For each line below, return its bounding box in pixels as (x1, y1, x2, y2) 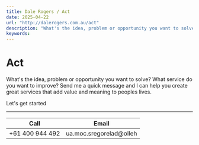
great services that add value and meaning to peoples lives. (6, 88, 152, 95)
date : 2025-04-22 (6, 14, 49, 20)
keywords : (6, 31, 31, 37)
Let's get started (6, 100, 47, 107)
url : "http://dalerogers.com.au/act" (6, 20, 99, 25)
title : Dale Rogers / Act (6, 8, 70, 15)
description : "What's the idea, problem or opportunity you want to (6, 25, 179, 31)
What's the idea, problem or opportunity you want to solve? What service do (6, 76, 192, 83)
